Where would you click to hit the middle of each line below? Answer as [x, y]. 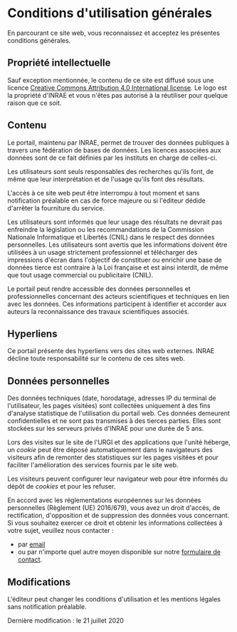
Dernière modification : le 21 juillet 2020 [66, 621]
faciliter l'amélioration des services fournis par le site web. [93, 465]
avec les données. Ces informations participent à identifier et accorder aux [117, 304]
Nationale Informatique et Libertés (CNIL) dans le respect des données [111, 237]
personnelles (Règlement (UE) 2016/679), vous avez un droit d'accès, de [114, 508]
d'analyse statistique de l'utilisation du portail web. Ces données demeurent [118, 413]
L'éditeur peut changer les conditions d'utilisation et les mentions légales [114, 599]
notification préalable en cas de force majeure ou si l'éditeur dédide [106, 200]
